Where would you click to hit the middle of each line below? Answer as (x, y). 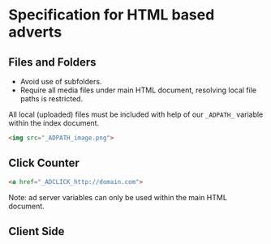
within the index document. (54, 123)
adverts (35, 32)
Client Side (37, 231)
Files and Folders (52, 62)
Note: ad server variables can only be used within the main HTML (118, 197)
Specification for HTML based (112, 15)
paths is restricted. (52, 98)
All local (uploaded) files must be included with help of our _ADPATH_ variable (136, 114)
